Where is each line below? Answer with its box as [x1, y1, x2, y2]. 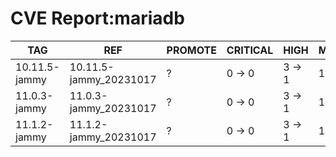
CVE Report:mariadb [10, 7, 185, 30]
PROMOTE [166, 43, 217, 57]
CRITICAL [226, 43, 274, 57]
